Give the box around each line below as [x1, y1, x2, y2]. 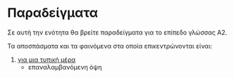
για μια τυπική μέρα [17, 55, 76, 64]
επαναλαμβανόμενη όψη [27, 63, 102, 71]
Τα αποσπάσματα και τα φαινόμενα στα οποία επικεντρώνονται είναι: [7, 41, 213, 50]
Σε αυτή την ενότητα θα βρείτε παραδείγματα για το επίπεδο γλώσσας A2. [7, 28, 228, 37]
